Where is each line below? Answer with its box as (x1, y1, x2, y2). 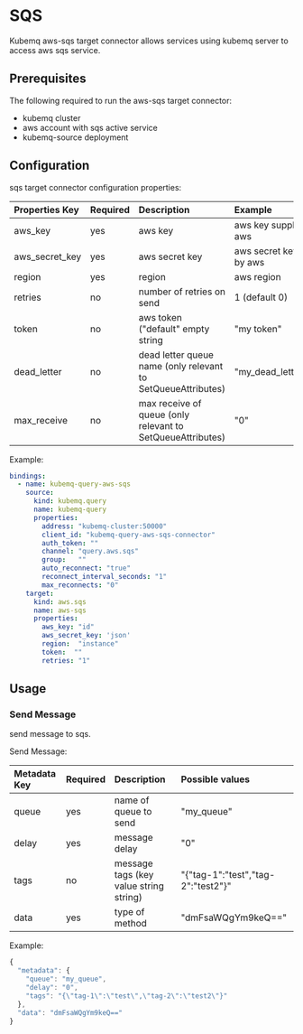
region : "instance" (41, 639, 119, 648)
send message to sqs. (9, 729, 92, 740)
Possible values (180, 773, 251, 786)
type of (114, 906, 145, 918)
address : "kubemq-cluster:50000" (41, 521, 168, 531)
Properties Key (14, 203, 79, 216)
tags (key (114, 869, 154, 881)
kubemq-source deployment (22, 132, 129, 143)
